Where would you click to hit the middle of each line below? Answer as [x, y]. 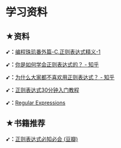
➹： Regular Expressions [36, 103]
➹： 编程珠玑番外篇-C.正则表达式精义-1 [53, 52]
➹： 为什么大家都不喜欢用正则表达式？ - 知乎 [60, 77]
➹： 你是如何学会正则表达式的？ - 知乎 [52, 64]
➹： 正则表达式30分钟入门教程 [43, 90]
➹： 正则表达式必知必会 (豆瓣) [42, 139]
